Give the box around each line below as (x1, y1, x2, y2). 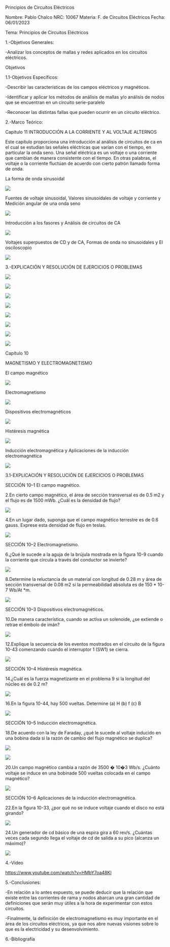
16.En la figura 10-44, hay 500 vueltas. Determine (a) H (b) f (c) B (5, 700, 141, 706)
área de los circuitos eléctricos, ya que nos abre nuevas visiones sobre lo (5, 921, 159, 927)
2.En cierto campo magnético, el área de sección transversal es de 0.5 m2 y (5, 492, 164, 498)
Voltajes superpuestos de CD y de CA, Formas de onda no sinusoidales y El (5, 239, 163, 245)
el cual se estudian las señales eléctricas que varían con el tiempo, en (5, 144, 151, 150)
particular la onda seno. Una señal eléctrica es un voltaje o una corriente (5, 150, 157, 156)
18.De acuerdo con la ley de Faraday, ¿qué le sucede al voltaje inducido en (5, 730, 161, 735)
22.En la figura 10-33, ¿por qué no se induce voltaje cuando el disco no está (5, 805, 164, 811)
